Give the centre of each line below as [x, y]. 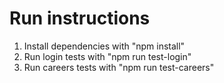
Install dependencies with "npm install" [104, 46]
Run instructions [80, 18]
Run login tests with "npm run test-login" [107, 56]
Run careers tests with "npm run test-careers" [119, 67]
